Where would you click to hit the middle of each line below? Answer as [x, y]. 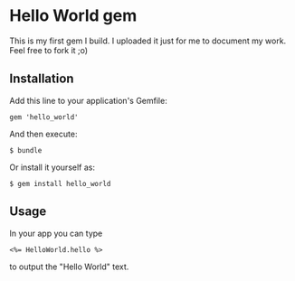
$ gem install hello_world [60, 183]
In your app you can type [56, 233]
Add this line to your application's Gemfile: [88, 100]
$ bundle [26, 150]
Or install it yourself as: [52, 167]
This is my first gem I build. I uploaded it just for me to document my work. [148, 41]
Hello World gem [73, 16]
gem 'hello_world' [44, 117]
